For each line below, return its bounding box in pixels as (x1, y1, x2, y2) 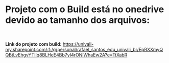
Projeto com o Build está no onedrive (5, 4, 164, 15)
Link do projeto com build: (5, 41, 62, 47)
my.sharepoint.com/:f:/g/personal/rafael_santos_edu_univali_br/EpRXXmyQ (5, 46, 163, 52)
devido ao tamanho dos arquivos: (5, 14, 150, 26)
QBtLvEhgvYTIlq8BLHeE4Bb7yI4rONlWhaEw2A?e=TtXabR (5, 52, 128, 58)
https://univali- (62, 41, 94, 47)
